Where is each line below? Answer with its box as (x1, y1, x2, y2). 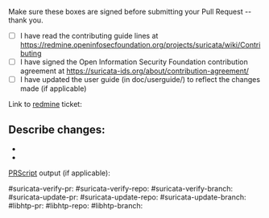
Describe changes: (8, 122, 106, 136)
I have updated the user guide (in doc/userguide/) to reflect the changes (19, 75, 260, 84)
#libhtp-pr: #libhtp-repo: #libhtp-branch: (8, 201, 143, 210)
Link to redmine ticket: (8, 100, 82, 109)
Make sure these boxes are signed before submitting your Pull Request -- (8, 7, 252, 16)
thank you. (8, 15, 43, 25)
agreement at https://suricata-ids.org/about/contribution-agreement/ (19, 66, 250, 76)
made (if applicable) (19, 84, 87, 93)
